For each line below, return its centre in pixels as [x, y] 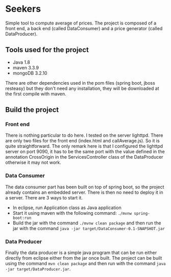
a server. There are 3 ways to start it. [44, 197]
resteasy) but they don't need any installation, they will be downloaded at [82, 88]
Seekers [23, 9]
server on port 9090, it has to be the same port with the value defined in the [85, 152]
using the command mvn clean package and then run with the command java [86, 264]
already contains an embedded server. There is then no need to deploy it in [84, 192]
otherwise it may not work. [33, 162]
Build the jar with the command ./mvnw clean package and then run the [87, 223]
